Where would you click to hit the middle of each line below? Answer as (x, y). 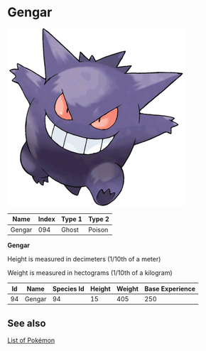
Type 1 (72, 219)
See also (27, 323)
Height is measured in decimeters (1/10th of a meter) (84, 259)
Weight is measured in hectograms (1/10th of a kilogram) (90, 273)
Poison (98, 229)
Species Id (68, 288)
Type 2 (99, 219)
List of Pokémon (31, 340)
